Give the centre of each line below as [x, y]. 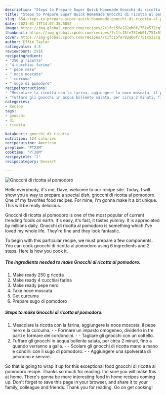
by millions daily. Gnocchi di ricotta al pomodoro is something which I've [79, 226]
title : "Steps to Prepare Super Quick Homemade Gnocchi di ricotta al [79, 14]
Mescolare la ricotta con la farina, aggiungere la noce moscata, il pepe [84, 325]
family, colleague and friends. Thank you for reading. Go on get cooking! [79, 387]
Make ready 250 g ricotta [38, 275]
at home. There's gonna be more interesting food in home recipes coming [80, 377]
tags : [11, 111]
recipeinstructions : [26, 88]
